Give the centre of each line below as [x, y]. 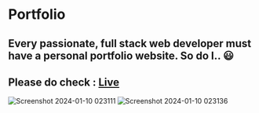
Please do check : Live [64, 82]
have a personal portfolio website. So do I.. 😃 [121, 55]
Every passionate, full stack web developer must [130, 44]
